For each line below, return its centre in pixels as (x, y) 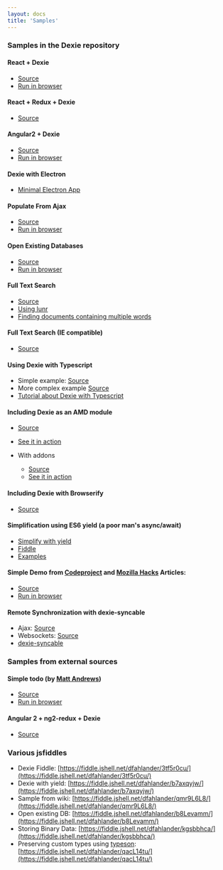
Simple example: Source (53, 381)
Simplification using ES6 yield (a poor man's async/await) (94, 525)
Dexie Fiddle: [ (39, 768)
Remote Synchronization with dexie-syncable (76, 612)
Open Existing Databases (45, 246)
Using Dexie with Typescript (50, 365)
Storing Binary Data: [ (49, 828)
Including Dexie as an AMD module (60, 412)
